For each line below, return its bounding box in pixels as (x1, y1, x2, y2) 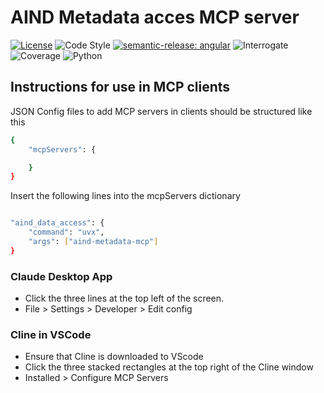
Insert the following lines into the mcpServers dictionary (10, 190, 241, 202)
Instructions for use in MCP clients (10, 79, 231, 96)
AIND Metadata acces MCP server (10, 6, 300, 29)
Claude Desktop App (10, 269, 113, 283)
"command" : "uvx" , (28, 227, 105, 238)
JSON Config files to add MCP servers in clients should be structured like (10, 105, 313, 117)
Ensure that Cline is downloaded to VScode (24, 351, 204, 363)
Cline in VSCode (10, 327, 92, 341)
